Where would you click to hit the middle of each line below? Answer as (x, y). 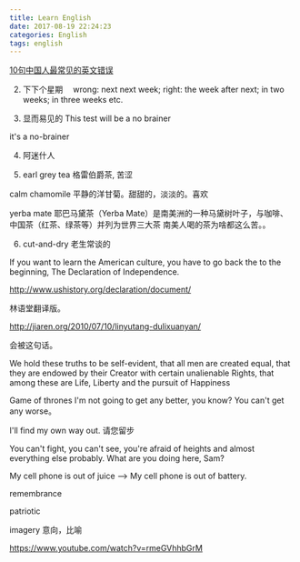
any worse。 (33, 411)
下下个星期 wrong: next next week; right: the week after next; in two (153, 90)
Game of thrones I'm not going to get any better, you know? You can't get (147, 400)
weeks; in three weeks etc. (73, 100)
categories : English (49, 35)
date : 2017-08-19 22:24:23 (60, 26)
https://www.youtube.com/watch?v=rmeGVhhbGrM (106, 548)
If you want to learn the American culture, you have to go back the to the (145, 262)
